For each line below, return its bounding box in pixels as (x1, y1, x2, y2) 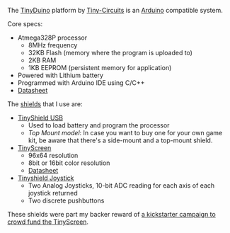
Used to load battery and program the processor (28, 121, 170, 130)
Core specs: (7, 20, 43, 28)
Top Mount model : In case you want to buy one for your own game (28, 129, 223, 137)
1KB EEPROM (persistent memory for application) (28, 64, 172, 72)
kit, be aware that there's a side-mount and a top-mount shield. (28, 136, 213, 144)
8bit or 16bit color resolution (28, 159, 110, 167)
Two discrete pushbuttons (28, 196, 105, 205)
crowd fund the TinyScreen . (7, 217, 89, 226)
